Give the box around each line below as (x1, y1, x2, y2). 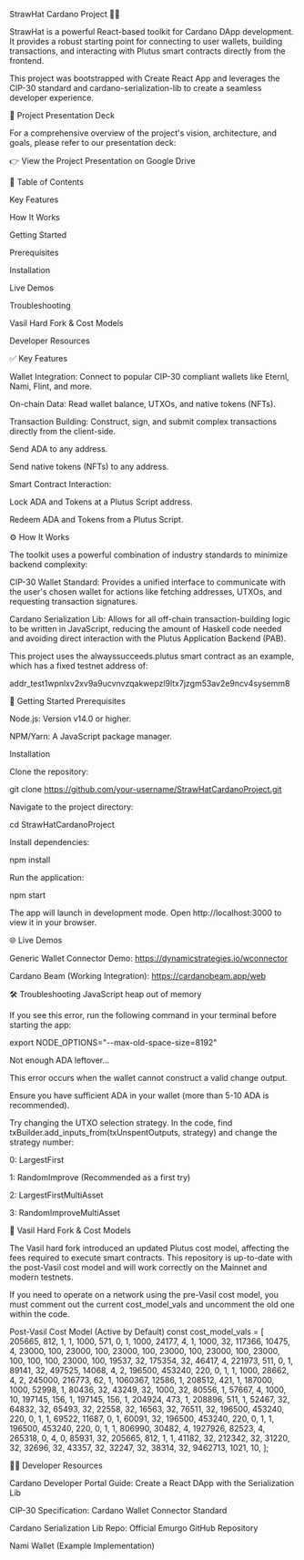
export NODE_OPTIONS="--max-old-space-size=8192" (9, 1037, 218, 1047)
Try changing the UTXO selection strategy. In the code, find (9, 1117, 233, 1128)
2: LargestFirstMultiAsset (9, 1189, 104, 1200)
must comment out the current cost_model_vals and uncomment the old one (9, 1299, 296, 1310)
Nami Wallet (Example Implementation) (9, 1540, 155, 1551)
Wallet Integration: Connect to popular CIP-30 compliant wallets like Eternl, (9, 372, 289, 382)
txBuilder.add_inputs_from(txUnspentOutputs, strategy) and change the (9, 1127, 278, 1137)
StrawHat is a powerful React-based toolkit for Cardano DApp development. (9, 26, 294, 36)
